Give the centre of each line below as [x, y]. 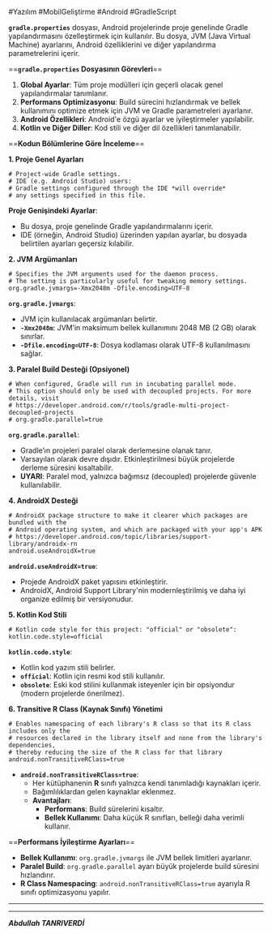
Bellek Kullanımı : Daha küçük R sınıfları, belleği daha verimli [144, 818]
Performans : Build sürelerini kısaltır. [104, 809]
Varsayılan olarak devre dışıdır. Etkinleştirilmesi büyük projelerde [127, 459]
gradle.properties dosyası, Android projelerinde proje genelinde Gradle [128, 27]
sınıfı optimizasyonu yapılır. [65, 892]
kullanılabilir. [41, 485]
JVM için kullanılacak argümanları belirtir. [89, 319]
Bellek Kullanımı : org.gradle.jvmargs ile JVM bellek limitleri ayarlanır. [136, 858]
